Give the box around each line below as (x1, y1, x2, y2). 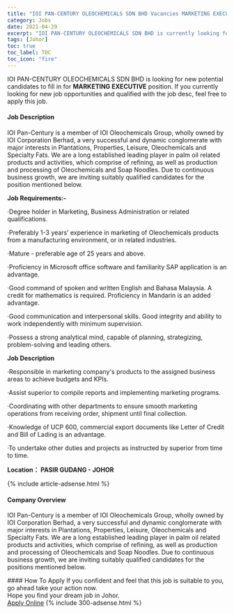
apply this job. (7, 97, 48, 105)
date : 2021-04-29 (7, 23, 58, 30)
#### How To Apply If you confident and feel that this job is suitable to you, (7, 576, 224, 585)
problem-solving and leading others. (7, 340, 112, 349)
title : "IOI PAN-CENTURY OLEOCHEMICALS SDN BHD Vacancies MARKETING (7, 10, 210, 17)
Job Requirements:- (7, 193, 67, 202)
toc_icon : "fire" (7, 56, 58, 63)
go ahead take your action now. (7, 584, 97, 592)
